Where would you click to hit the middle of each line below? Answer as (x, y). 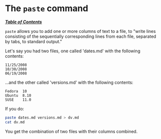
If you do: (15, 108)
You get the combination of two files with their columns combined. (71, 131)
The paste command (47, 8)
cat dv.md (15, 122)
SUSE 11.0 (18, 100)
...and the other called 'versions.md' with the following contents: (69, 82)
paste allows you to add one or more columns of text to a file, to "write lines (80, 31)
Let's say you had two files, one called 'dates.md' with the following (73, 51)
